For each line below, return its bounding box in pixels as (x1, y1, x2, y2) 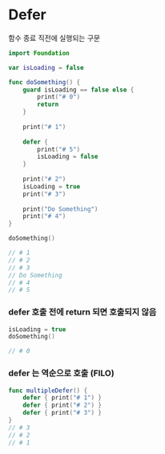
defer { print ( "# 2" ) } (22, 401, 103, 410)
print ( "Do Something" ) (22, 205, 99, 213)
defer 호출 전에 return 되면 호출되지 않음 (8, 306, 157, 318)
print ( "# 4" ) (22, 213, 66, 221)
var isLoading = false (8, 63, 84, 71)
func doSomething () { (8, 78, 81, 86)
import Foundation (8, 49, 70, 57)
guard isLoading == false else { (22, 86, 135, 94)
